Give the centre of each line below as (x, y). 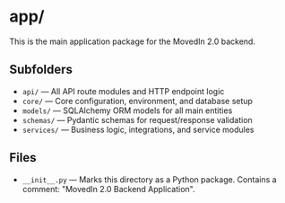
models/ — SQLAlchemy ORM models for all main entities (127, 110)
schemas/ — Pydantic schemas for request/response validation (137, 119)
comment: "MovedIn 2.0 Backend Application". (108, 189)
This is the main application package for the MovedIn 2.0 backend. (132, 41)
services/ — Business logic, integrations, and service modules (138, 129)
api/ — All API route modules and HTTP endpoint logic (123, 91)
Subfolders (41, 70)
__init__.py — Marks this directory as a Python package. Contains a (149, 179)
